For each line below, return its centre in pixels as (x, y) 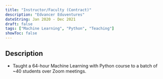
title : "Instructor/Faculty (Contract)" (49, 10)
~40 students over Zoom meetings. (49, 71)
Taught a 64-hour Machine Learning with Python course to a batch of (85, 65)
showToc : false (21, 33)
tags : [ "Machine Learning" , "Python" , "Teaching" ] (60, 29)
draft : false (19, 24)
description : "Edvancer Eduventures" (45, 15)
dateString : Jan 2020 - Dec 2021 (40, 19)
